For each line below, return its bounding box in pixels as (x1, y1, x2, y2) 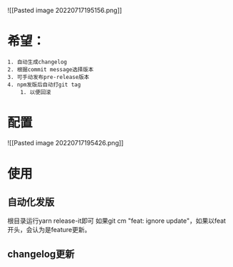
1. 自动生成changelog (7, 58, 68, 66)
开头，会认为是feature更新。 (7, 225, 91, 234)
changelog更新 (7, 248, 75, 261)
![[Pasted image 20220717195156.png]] (7, 6, 123, 14)
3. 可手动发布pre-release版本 (7, 73, 90, 80)
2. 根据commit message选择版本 (7, 66, 94, 73)
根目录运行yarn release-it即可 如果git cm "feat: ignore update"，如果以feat (7, 216, 227, 225)
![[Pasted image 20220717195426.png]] (7, 138, 124, 147)
